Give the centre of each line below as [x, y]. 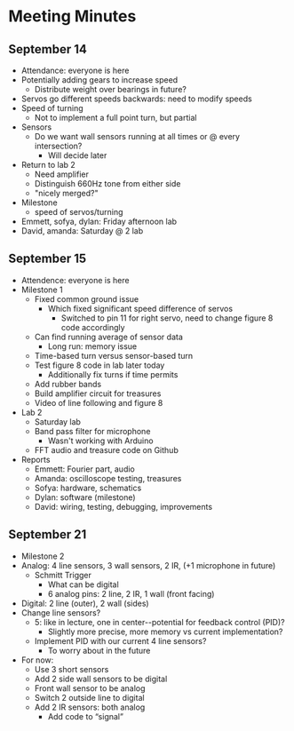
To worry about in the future [99, 650]
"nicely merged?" [66, 193]
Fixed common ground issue [87, 298]
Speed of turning [52, 108]
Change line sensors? [61, 612]
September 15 [48, 259]
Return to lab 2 [48, 165]
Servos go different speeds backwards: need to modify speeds [136, 99]
